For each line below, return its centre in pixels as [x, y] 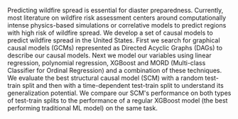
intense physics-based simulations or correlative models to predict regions [117, 25]
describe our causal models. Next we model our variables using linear [109, 55]
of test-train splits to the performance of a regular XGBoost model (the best [118, 101]
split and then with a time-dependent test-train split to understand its [123, 85]
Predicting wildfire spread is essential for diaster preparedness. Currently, [115, 10]
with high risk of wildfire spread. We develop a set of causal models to [110, 33]
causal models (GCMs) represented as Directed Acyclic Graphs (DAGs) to [115, 48]
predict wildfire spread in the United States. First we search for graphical [114, 40]
